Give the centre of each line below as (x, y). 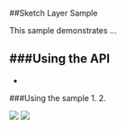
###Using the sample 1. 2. (58, 97)
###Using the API (60, 59)
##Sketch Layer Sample (54, 13)
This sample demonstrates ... (63, 30)
